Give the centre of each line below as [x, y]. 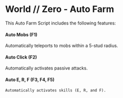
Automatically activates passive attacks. [46, 68]
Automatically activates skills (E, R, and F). [56, 90]
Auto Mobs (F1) [21, 34]
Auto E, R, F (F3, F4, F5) [30, 79]
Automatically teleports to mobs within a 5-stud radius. [62, 45]
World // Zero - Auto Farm [59, 9]
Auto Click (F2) [21, 57]
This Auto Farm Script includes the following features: [60, 23]
